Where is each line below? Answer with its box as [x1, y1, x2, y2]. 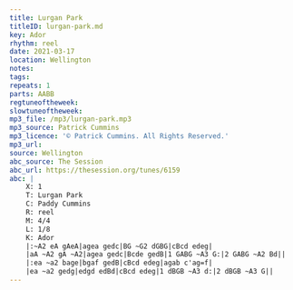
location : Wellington [9, 55, 92, 65]
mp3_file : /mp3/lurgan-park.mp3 [9, 115, 132, 124]
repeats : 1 [9, 81, 51, 90]
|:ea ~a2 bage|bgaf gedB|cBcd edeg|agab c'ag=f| [25, 258, 213, 268]
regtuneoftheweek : [9, 97, 79, 107]
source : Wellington [9, 148, 83, 157]
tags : [9, 73, 30, 82]
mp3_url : [9, 140, 43, 149]
